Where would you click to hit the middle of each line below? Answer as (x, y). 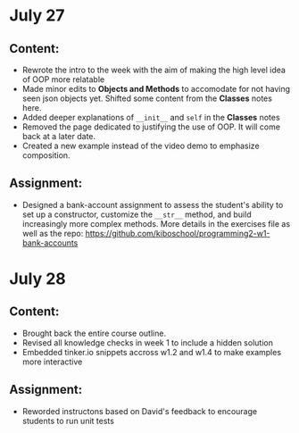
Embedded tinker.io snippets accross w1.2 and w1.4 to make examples (152, 352)
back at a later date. (59, 136)
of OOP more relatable (63, 79)
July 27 (37, 16)
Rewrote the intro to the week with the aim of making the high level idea (154, 70)
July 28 (38, 279)
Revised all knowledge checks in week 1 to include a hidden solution (148, 342)
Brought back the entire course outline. (94, 333)
